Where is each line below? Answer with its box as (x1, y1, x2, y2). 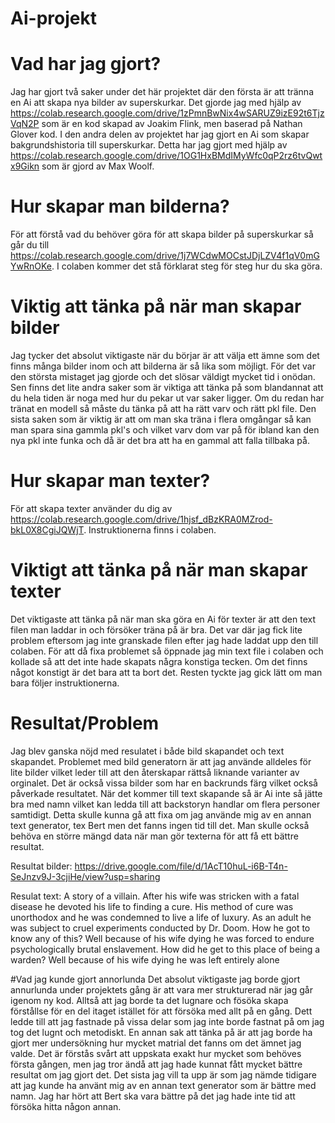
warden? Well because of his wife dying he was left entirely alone (10, 953, 280, 966)
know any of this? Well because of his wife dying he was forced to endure (10, 932, 315, 944)
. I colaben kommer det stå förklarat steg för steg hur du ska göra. (51, 260, 323, 272)
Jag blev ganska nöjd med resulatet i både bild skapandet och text (10, 745, 285, 757)
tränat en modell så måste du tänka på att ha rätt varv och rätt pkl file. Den (10, 403, 317, 414)
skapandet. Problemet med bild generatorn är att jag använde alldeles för (10, 755, 312, 767)
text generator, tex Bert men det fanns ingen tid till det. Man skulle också (10, 819, 310, 831)
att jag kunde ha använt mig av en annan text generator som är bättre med (10, 1079, 317, 1091)
